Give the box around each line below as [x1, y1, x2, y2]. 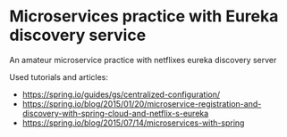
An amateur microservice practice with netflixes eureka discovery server [9, 54, 277, 65]
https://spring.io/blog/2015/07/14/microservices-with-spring [21, 117, 245, 128]
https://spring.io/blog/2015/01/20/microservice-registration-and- [21, 98, 262, 109]
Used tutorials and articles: [9, 71, 109, 82]
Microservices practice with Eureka [9, 6, 279, 27]
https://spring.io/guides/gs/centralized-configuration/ [21, 89, 221, 100]
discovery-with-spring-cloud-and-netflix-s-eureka [21, 108, 209, 118]
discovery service [9, 25, 147, 45]
